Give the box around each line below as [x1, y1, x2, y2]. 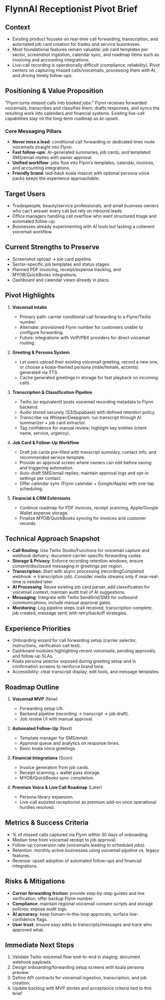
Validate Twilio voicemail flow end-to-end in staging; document [12, 954, 140, 960]
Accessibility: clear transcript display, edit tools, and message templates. [12, 669, 160, 675]
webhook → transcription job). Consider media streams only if [12, 574, 138, 580]
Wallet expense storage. [19, 510, 69, 516]
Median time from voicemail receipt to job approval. [12, 836, 117, 843]
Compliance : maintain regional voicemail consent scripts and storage [12, 900, 153, 907]
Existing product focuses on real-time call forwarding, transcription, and [12, 36, 158, 42]
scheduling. [19, 485, 43, 492]
